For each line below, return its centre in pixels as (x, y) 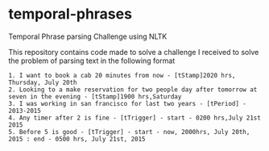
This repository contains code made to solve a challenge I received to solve (134, 52)
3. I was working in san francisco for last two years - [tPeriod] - (128, 103)
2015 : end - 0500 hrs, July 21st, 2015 (77, 139)
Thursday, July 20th (43, 82)
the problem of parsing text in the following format (92, 61)
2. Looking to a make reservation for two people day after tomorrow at (133, 90)
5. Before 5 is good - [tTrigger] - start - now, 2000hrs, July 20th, (129, 132)
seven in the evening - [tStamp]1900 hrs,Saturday (95, 96)
